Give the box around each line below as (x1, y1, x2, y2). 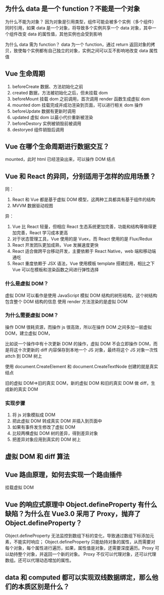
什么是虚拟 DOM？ (5, 280, 49, 287)
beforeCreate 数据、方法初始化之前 (12, 83, 83, 90)
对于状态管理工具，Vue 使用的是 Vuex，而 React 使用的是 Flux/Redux (12, 236, 153, 242)
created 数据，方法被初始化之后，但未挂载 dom (12, 90, 108, 95)
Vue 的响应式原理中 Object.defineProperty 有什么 (5, 500, 158, 508)
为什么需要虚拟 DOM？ (5, 312, 59, 319)
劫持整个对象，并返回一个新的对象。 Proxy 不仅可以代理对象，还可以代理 (9, 551, 157, 557)
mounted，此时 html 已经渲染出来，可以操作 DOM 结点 (5, 157, 116, 162)
